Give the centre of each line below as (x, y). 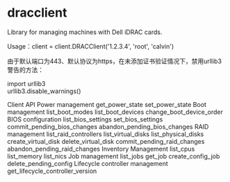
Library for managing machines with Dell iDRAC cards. (85, 32)
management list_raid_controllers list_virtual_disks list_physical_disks (106, 134)
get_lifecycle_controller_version (52, 171)
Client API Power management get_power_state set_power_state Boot (107, 104)
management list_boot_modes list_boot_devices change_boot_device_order (115, 112)
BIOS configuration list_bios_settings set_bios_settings (85, 119)
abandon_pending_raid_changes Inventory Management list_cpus (101, 149)
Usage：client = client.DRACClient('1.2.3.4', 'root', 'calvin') (91, 46)
